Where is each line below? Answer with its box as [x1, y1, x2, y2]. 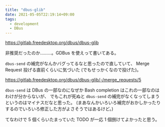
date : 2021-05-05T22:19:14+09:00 [5, 12, 75, 17]
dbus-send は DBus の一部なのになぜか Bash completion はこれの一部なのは [5, 87, 160, 93]
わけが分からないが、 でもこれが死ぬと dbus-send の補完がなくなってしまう [5, 93, 160, 99]
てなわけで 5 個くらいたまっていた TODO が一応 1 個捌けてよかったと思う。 [5, 116, 160, 122]
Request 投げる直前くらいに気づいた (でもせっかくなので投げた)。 [5, 67, 142, 73]
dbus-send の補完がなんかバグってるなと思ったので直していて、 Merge [5, 60, 150, 66]
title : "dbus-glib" [5, 7, 46, 12]
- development [9, 21, 39, 26]
